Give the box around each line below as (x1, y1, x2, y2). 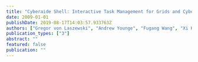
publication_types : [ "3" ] (6, 31, 70, 37)
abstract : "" (6, 36, 38, 42)
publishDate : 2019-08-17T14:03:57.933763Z (6, 19, 112, 25)
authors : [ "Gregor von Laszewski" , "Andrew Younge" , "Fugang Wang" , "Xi (6, 25, 189, 31)
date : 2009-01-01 (6, 14, 49, 20)
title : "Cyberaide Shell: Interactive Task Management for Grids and (6, 8, 181, 15)
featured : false (6, 42, 46, 48)
